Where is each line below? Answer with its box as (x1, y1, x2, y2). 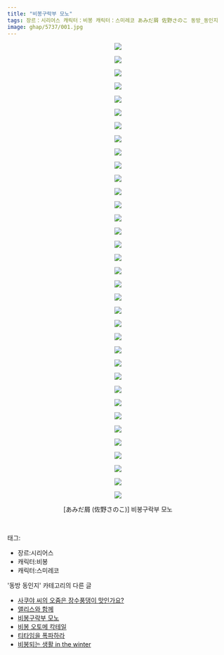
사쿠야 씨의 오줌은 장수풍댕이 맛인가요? (17, 596, 124, 605)
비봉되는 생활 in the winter (17, 640, 91, 649)
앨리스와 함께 (17, 605, 54, 613)
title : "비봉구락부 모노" (7, 10, 73, 18)
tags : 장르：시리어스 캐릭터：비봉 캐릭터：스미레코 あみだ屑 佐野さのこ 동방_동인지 (7, 17, 219, 24)
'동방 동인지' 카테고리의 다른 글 (7, 581, 92, 590)
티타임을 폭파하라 (17, 631, 65, 640)
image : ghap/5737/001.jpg (7, 23, 83, 30)
